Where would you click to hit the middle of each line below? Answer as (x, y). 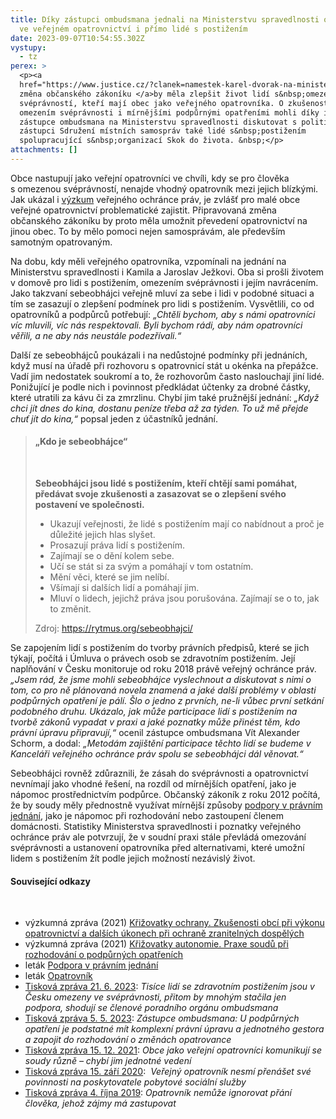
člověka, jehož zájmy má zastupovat (100, 1103)
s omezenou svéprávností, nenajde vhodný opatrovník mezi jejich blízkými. (164, 188)
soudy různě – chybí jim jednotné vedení (108, 1061)
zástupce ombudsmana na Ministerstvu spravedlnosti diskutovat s (158, 122)
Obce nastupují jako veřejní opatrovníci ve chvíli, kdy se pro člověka (150, 178)
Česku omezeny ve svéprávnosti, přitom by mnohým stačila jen (155, 997)
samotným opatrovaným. (61, 242)
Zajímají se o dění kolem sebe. (112, 556)
